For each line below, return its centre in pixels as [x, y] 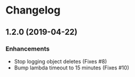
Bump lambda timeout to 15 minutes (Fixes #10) [71, 68]
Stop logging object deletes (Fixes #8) [60, 61]
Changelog [33, 10]
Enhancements [28, 49]
